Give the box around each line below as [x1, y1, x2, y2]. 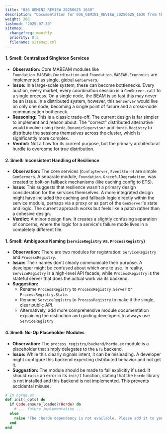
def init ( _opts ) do [5, 397, 46, 402]
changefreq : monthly [9, 30, 52, 35]
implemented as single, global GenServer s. [12, 77, 98, 83]
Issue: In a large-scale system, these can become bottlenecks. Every [12, 82, 155, 88]
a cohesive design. [12, 211, 51, 217]
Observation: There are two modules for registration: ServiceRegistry [12, 249, 157, 255]
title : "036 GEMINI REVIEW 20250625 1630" [5, 7, 94, 12]
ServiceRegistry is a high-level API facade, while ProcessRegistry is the [12, 270, 160, 276]
